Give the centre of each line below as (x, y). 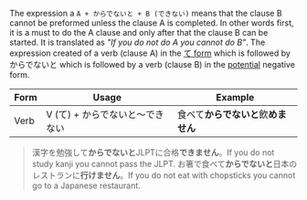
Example (235, 97)
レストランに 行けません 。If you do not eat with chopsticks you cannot (164, 175)
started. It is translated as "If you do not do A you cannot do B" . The (138, 42)
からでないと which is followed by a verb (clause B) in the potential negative (152, 64)
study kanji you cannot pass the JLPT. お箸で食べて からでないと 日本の (164, 164)
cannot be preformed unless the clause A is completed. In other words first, (152, 23)
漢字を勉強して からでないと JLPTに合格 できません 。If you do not (153, 153)
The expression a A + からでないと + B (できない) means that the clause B (146, 13)
